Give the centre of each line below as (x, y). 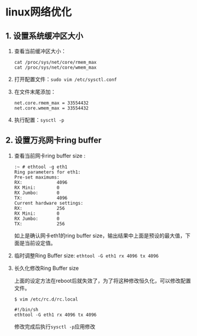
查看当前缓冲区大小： (40, 51)
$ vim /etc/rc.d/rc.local (46, 299)
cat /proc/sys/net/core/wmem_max (55, 67)
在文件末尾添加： (35, 92)
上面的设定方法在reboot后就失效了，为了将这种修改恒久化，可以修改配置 (102, 280)
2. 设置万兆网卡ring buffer (54, 140)
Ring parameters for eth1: (47, 172)
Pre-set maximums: (37, 177)
